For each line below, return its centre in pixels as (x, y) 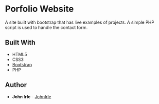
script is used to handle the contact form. (46, 27)
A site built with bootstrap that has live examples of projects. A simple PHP (80, 22)
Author (16, 85)
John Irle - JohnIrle (32, 97)
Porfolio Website (39, 9)
